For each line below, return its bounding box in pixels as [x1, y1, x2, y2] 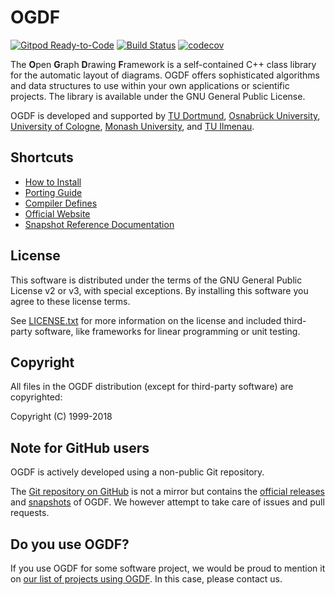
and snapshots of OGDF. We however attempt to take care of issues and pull [10, 496, 325, 508]
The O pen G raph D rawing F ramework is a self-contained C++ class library [10, 58, 317, 70]
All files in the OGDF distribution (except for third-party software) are [10, 381, 294, 393]
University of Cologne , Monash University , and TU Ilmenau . [10, 120, 255, 132]
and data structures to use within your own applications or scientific [10, 79, 290, 91]
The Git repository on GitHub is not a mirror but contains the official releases [10, 486, 325, 498]
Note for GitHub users [10, 439, 150, 456]
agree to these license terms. [10, 295, 131, 307]
